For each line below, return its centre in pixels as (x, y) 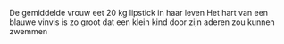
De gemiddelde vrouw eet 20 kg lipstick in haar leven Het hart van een (139, 13)
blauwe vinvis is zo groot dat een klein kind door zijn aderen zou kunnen (142, 22)
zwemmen (29, 31)
